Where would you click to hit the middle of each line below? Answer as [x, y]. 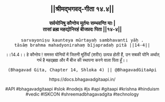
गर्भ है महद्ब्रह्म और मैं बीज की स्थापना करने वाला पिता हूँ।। [82, 60]
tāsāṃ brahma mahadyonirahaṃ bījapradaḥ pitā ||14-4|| [82, 45]
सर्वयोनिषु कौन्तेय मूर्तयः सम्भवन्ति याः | [82, 23]
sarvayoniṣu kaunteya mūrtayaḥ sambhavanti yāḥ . [82, 40]
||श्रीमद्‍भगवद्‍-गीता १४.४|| [82, 9]
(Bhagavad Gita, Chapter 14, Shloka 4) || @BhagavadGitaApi [82, 70]
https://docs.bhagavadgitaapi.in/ [82, 79]
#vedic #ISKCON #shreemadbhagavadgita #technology [82, 94]
